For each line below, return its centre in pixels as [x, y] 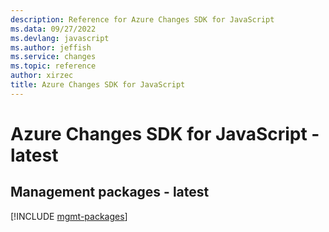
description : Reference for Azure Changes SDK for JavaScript [142, 19]
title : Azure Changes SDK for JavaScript [98, 85]
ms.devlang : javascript [60, 38]
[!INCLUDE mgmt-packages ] [69, 216]
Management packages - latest [110, 192]
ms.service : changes [53, 57]
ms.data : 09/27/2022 [53, 29]
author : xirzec [42, 76]
